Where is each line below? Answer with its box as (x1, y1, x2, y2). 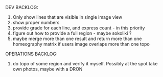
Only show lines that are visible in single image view (12, 14, 123, 20)
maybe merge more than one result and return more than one (12, 35, 142, 42)
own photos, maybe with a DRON (12, 66, 83, 72)
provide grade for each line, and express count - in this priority (12, 25, 145, 31)
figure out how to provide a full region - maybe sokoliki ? (12, 30, 132, 36)
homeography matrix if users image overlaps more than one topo (12, 41, 150, 47)
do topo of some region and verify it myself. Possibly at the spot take (12, 61, 158, 66)
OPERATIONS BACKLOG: (5, 51, 58, 57)
